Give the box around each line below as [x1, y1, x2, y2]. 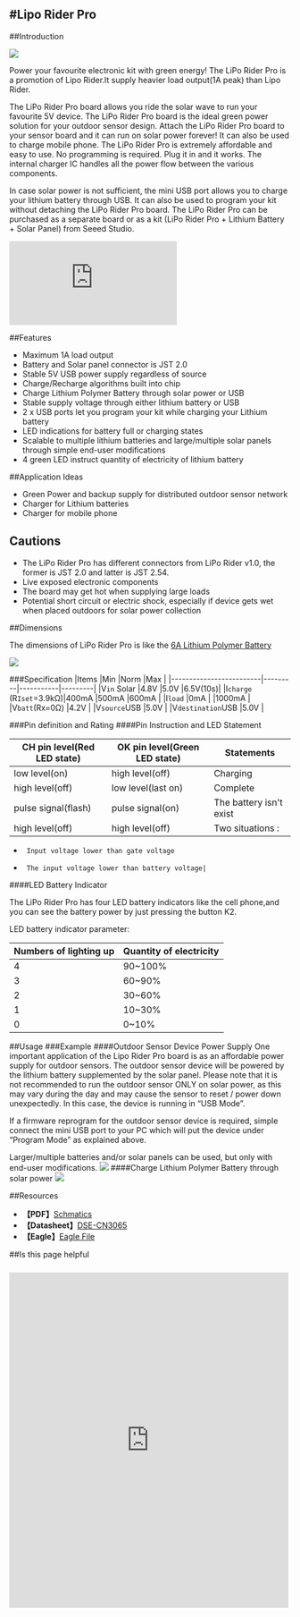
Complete [213, 782, 255, 794]
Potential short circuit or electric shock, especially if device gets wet [21, 595, 274, 606]
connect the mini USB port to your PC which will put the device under [9, 1124, 265, 1135]
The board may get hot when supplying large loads [21, 586, 211, 597]
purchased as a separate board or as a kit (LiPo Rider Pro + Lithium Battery [9, 214, 285, 224]
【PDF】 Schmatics [21, 1208, 92, 1219]
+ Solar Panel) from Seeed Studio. [9, 223, 135, 233]
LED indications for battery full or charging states [21, 425, 204, 436]
